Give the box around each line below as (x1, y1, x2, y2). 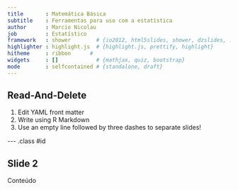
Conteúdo (7, 177, 37, 185)
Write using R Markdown (17, 116, 90, 124)
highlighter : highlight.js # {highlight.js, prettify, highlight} (7, 43, 214, 50)
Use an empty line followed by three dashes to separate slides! (17, 123, 202, 132)
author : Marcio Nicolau (7, 23, 97, 30)
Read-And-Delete (7, 89, 87, 101)
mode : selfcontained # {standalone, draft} (7, 63, 163, 70)
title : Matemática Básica (7, 10, 106, 18)
